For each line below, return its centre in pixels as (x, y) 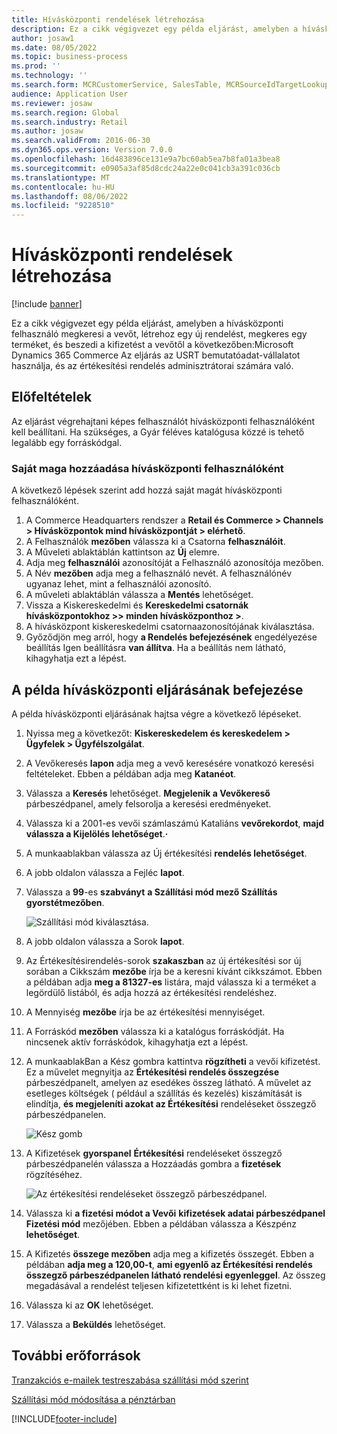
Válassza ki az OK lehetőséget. (89, 1305)
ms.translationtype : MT (61, 177)
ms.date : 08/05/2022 (54, 47)
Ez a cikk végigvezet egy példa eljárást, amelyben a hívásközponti (147, 323)
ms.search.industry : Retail (70, 122)
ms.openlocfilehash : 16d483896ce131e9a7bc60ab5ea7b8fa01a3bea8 (146, 159)
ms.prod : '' (36, 66)
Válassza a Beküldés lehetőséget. (95, 1324)
